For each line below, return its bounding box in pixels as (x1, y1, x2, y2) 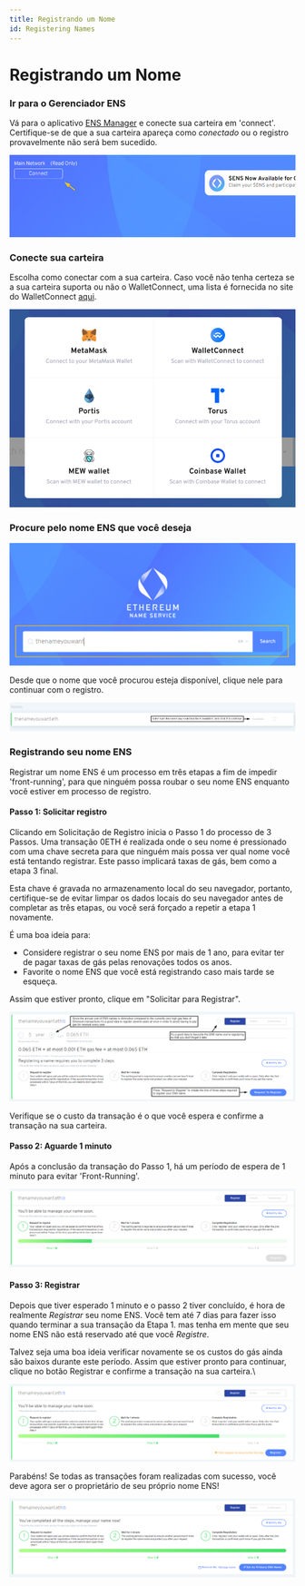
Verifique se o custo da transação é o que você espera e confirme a (9, 1110, 264, 1121)
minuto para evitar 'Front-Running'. (9, 1171, 141, 1182)
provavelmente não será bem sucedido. (9, 136, 158, 147)
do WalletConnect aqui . (9, 291, 97, 302)
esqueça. (22, 976, 58, 987)
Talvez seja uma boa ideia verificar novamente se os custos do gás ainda (9, 1346, 283, 1357)
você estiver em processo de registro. (9, 785, 152, 796)
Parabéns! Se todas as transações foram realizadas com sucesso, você (9, 1471, 277, 1482)
